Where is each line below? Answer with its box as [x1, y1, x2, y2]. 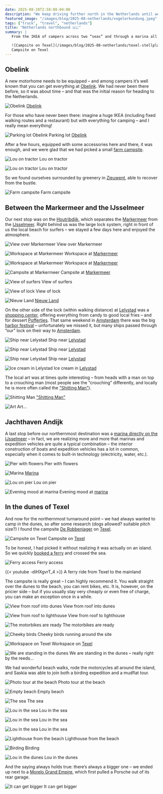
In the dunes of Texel [5, 503, 69, 511]
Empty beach [37, 688, 64, 694]
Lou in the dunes [44, 754, 78, 760]
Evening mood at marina [59, 489, 108, 495]
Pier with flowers [44, 461, 79, 467]
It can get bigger [44, 783, 77, 789]
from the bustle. [5, 180, 37, 186]
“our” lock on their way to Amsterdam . [5, 328, 81, 334]
